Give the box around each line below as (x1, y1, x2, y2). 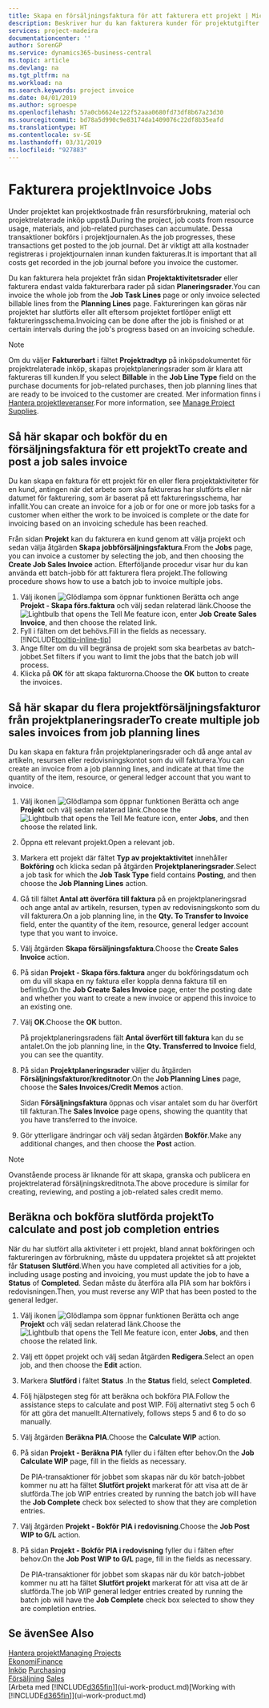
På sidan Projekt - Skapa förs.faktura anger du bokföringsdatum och (19, 967, 250, 977)
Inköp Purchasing (8, 1665, 66, 1674)
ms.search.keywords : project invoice (8, 86, 134, 95)
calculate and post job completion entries (8, 1223, 220, 1236)
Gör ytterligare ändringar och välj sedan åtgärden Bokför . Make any (19, 1130, 242, 1140)
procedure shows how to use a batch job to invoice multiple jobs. (8, 577, 223, 586)
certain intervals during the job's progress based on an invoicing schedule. (8, 324, 255, 334)
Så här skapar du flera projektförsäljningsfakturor (8, 700, 261, 714)
